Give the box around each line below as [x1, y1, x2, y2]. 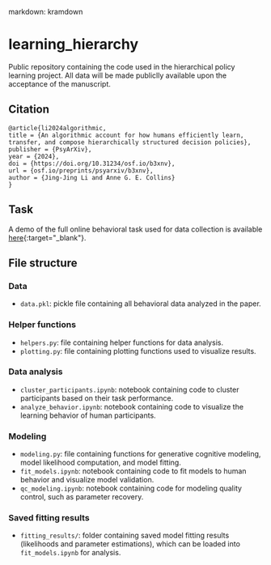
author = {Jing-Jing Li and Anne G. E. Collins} [8, 173, 176, 181]
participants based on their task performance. [19, 393, 174, 403]
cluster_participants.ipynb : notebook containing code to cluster [19, 384, 239, 394]
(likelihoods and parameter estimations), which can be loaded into [19, 539, 241, 549]
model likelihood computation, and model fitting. [19, 457, 182, 468]
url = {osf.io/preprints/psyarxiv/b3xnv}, [8, 166, 154, 175]
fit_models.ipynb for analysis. [19, 548, 121, 558]
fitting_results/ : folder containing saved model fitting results [19, 530, 230, 541]
